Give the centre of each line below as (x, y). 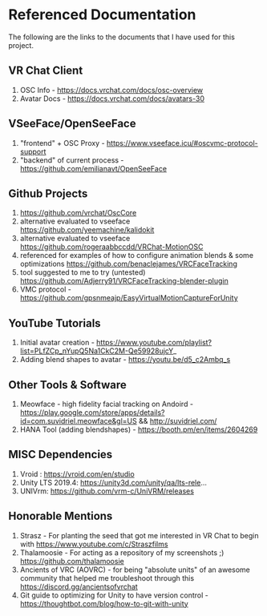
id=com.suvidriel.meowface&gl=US (79, 421)
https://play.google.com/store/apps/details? (92, 413)
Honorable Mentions (61, 516)
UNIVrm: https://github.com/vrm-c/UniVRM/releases (107, 491)
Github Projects (48, 193)
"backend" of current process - (72, 160)
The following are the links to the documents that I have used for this (121, 37)
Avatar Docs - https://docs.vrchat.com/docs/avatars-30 (112, 99)
